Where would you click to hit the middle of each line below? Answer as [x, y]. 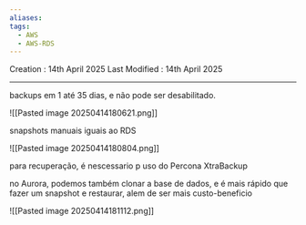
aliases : [26, 18]
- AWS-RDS [36, 43]
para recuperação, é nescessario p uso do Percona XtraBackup [128, 166]
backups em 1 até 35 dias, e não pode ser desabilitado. [113, 96]
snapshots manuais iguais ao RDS [73, 131]
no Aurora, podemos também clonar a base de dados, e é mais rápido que [149, 184]
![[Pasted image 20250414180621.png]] [83, 113]
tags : [20, 26]
